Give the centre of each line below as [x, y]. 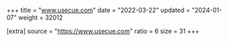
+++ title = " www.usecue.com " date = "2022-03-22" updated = [98, 10]
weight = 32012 [40, 17]
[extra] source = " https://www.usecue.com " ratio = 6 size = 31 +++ [103, 31]
